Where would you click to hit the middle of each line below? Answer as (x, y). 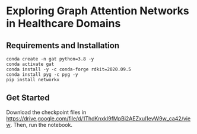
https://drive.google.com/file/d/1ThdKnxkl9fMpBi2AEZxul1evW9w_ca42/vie (99, 118)
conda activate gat (30, 64)
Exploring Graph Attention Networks (98, 11)
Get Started (28, 98)
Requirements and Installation (63, 45)
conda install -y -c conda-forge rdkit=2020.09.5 (69, 69)
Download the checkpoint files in (46, 112)
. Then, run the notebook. (42, 125)
